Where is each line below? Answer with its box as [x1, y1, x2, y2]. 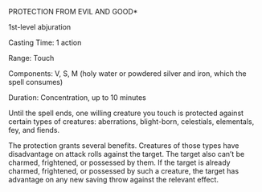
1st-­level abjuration [8, 22, 72, 31]
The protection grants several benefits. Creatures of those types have [8, 141, 239, 150]
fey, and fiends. [8, 126, 60, 134]
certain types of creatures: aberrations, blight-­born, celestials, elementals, [8, 117, 255, 126]
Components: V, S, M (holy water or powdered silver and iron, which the [8, 69, 247, 78]
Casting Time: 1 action [8, 38, 82, 47]
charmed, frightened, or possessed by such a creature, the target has [8, 166, 239, 175]
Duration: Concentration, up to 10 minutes [8, 93, 146, 102]
